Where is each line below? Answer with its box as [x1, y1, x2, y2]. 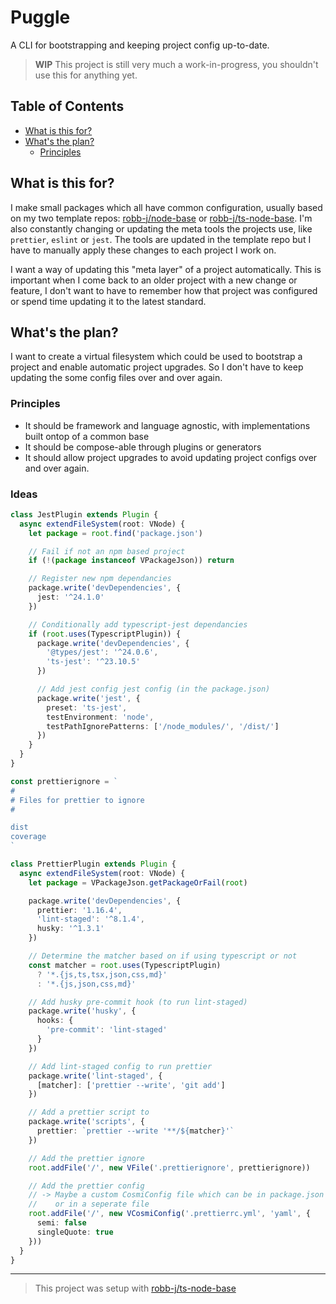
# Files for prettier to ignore [10, 795, 145, 805]
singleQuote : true [36, 1227, 114, 1237]
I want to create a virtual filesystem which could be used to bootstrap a [10, 351, 303, 363]
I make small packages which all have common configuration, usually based [10, 201, 323, 213]
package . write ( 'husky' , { [28, 1006, 137, 1016]
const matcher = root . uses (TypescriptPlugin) [28, 960, 222, 970]
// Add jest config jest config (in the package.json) [36, 684, 271, 695]
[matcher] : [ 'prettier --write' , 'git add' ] [36, 1080, 226, 1090]
